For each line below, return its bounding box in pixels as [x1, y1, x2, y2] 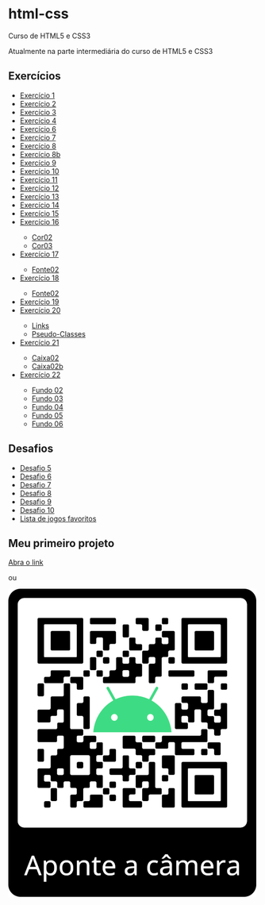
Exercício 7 [19, 133, 56, 142]
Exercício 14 [19, 200, 60, 210]
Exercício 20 [19, 305, 61, 314]
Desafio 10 [19, 505, 55, 514]
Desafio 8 [19, 488, 52, 498]
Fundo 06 [31, 418, 63, 429]
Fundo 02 [31, 385, 63, 395]
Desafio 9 [19, 497, 52, 506]
